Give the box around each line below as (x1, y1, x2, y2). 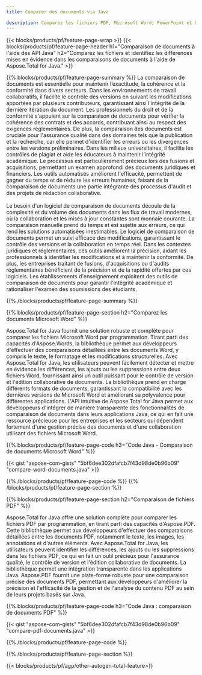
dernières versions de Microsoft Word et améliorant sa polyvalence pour (6, 391, 186, 398)
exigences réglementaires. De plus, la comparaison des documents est (6, 125, 182, 132)
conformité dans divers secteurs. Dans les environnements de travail (6, 86, 177, 94)
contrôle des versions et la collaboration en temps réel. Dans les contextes (6, 240, 191, 248)
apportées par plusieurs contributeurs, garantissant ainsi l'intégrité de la (6, 99, 185, 106)
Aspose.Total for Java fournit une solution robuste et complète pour (6, 327, 174, 334)
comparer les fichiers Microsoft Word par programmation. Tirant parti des (6, 333, 188, 341)
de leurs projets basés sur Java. (6, 590, 86, 598)
